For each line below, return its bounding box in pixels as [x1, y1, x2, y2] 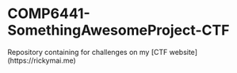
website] [169, 47, 197, 57]
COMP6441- [7, 5, 90, 23]
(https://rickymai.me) [7, 56, 76, 65]
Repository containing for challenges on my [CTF [7, 47, 168, 57]
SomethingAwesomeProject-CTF [7, 21, 230, 39]
